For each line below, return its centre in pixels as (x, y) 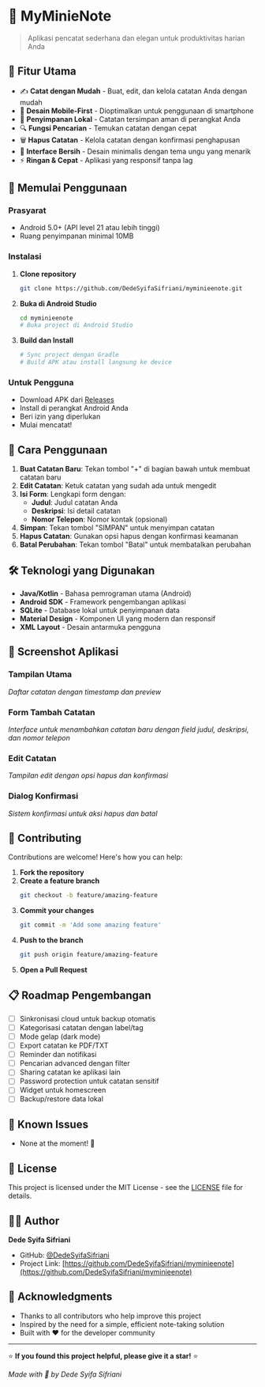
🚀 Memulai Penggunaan (68, 188)
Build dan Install (46, 340)
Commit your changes (57, 911)
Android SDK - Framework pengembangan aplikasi (103, 602)
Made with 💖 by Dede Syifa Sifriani (65, 1374)
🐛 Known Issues (49, 1124)
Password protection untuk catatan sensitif (89, 1081)
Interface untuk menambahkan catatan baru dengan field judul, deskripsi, (129, 730)
